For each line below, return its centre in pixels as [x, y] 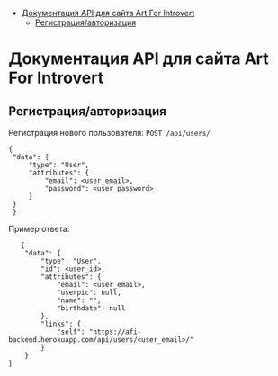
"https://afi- [115, 332]
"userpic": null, [89, 292]
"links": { [61, 324]
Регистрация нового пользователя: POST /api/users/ [109, 133]
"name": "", [79, 300]
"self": [71, 332]
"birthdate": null [91, 309]
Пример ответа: [39, 229]
